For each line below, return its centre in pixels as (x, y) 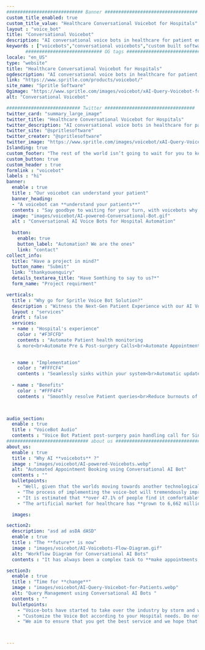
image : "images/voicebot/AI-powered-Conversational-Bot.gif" (91, 216)
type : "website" (27, 63)
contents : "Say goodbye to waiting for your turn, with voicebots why (105, 210)
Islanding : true (27, 148)
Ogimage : (17, 91)
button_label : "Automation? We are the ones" (76, 244)
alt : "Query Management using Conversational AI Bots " (84, 593)
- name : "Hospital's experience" (56, 329)
